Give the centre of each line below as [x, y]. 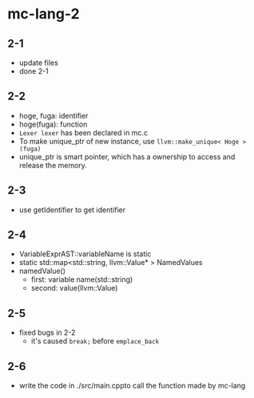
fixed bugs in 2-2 [47, 332]
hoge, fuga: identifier [54, 115]
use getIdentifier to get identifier [72, 210]
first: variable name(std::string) [82, 279]
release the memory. [53, 165]
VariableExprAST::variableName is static [85, 254]
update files [39, 62]
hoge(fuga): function [53, 124]
